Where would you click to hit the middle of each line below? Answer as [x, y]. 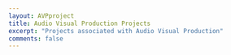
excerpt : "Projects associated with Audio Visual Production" [116, 31]
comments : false [36, 38]
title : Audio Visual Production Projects [80, 23]
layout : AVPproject [41, 16]
